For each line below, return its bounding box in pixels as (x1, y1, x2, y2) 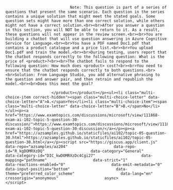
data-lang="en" (120, 171, 153, 176)
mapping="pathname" (5, 158, 47, 163)
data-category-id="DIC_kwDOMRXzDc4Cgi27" (5, 153, 96, 158)
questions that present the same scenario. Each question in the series (5, 9, 165, 14)
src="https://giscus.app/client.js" (79, 140, 158, 145)
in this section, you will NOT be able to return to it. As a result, (5, 27, 160, 32)
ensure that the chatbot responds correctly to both (5, 68, 121, 73)
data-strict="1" (93, 158, 128, 163)
